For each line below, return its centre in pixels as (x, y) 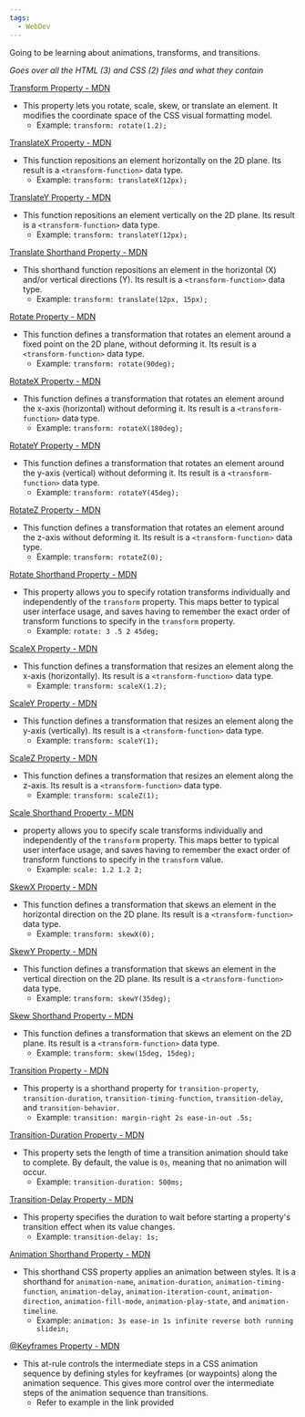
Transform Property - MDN (60, 88)
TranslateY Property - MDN (61, 197)
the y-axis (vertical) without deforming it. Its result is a (124, 473)
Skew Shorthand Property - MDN (71, 1016)
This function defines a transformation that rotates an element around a (157, 334)
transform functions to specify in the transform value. (123, 860)
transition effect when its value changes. (99, 1226)
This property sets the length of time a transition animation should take (155, 1152)
